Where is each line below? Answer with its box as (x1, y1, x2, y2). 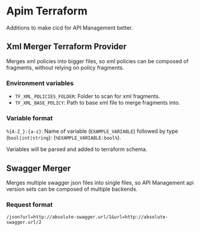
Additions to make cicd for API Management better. (6, 24, 134, 31)
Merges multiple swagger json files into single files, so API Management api (6, 179, 194, 186)
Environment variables (6, 79, 74, 87)
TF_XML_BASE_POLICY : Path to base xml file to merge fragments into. (14, 99, 181, 106)
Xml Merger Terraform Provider (6, 42, 127, 52)
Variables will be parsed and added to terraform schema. (6, 146, 148, 153)
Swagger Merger (6, 163, 71, 173)
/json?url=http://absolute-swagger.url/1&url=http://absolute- (6, 214, 169, 220)
